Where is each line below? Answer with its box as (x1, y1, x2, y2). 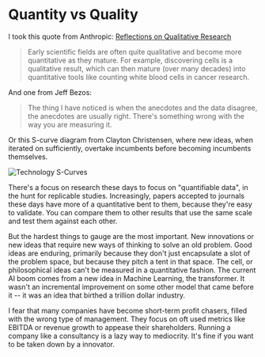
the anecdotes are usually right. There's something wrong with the (27, 111, 245, 120)
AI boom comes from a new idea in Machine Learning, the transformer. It (8, 273, 245, 283)
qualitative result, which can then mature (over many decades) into (27, 63, 246, 73)
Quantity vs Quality (8, 6, 138, 24)
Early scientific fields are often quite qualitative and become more (27, 47, 242, 56)
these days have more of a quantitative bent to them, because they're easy (8, 199, 253, 209)
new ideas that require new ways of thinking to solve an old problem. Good (8, 240, 252, 249)
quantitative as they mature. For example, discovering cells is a (27, 55, 233, 65)
